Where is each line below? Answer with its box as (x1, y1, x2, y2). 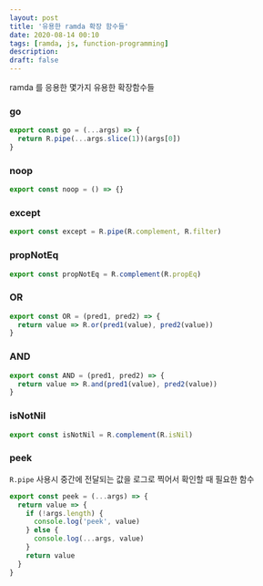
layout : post (9, 13, 59, 23)
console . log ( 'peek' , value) (33, 517, 141, 527)
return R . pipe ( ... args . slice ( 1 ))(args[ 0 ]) (17, 134, 181, 144)
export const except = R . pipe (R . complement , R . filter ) (9, 227, 222, 237)
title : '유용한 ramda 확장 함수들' (9, 22, 129, 31)
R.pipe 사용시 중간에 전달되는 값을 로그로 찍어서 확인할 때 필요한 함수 (9, 473, 255, 484)
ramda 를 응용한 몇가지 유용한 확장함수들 (9, 82, 155, 92)
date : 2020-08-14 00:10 (9, 30, 100, 39)
